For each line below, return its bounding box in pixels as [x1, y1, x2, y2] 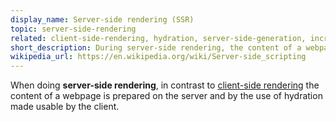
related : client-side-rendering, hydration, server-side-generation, [10, 33, 307, 43]
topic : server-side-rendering [10, 24, 137, 34]
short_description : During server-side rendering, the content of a [10, 42, 302, 53]
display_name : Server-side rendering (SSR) [10, 14, 195, 25]
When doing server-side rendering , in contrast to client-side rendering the [10, 79, 320, 91]
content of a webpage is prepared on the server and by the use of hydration [10, 90, 323, 102]
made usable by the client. [10, 101, 120, 113]
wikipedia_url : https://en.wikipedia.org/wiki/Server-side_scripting [10, 52, 307, 62]
